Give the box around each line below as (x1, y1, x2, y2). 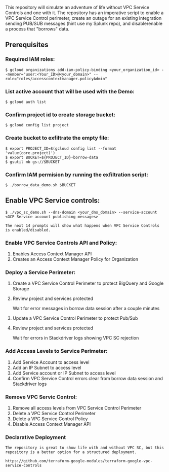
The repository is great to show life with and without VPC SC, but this (5, 445, 164, 451)
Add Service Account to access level (12, 359, 90, 365)
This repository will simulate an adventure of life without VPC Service (5, 5, 150, 10)
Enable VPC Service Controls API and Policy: (5, 239, 117, 246)
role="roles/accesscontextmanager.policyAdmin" (5, 76, 108, 81)
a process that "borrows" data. (5, 26, 70, 32)
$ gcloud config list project (5, 123, 69, 128)
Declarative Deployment (5, 433, 66, 441)
